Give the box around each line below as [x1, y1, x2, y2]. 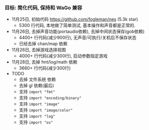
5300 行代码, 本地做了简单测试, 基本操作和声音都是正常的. [19, 22, 136, 28]
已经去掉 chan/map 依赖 [19, 41, 68, 47]
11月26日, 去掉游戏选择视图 [11, 47, 66, 53]
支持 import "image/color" [19, 107, 73, 113]
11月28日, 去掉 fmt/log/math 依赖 [11, 59, 78, 65]
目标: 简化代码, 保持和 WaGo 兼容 [4, 4, 83, 11]
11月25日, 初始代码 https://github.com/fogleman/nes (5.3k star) [11, 16, 138, 22]
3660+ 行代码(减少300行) [19, 65, 71, 71]
